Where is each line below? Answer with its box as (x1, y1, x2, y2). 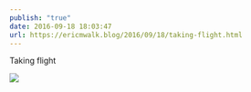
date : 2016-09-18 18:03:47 (9, 22, 112, 31)
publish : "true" (9, 13, 71, 23)
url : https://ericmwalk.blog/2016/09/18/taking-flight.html (9, 30, 244, 39)
